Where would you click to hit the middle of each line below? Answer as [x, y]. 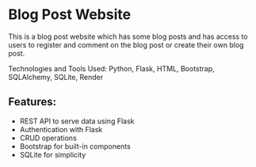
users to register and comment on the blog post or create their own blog [126, 44]
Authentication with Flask [61, 129]
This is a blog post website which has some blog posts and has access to [128, 36]
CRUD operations [48, 138]
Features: [32, 102]
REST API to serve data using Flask [77, 121]
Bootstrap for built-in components [75, 146]
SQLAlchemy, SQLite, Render [56, 77]
